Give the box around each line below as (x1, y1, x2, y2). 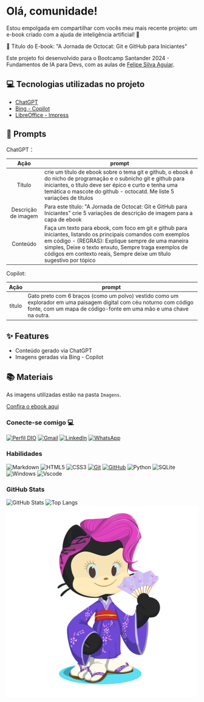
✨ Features (6, 331, 49, 341)
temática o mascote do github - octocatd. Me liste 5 (44, 188, 175, 195)
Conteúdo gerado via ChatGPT (15, 347, 92, 354)
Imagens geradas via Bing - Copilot (15, 354, 104, 361)
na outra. (27, 312, 50, 319)
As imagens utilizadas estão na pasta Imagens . (6, 391, 121, 399)
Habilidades (6, 450, 42, 458)
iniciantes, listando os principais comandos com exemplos (44, 230, 190, 238)
